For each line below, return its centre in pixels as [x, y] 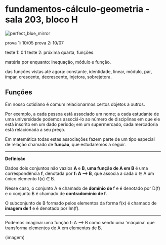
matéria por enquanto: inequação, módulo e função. [58, 62]
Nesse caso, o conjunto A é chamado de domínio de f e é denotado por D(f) [83, 188]
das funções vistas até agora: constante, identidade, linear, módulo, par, [79, 71]
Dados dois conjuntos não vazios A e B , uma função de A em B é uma [77, 168]
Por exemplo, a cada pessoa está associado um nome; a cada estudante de [82, 114]
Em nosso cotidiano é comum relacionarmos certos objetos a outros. [75, 104]
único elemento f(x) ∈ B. [30, 178]
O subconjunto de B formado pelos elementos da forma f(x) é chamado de [81, 203]
